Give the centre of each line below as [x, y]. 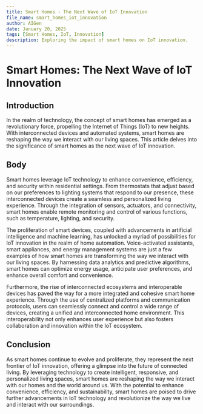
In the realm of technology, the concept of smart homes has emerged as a [99, 120]
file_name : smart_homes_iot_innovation [57, 18]
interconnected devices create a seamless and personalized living [89, 199]
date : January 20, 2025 [36, 29]
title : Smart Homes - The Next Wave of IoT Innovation [77, 12]
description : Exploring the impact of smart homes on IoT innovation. [97, 40]
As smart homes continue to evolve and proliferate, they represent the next [100, 359]
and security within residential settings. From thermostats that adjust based [100, 186]
